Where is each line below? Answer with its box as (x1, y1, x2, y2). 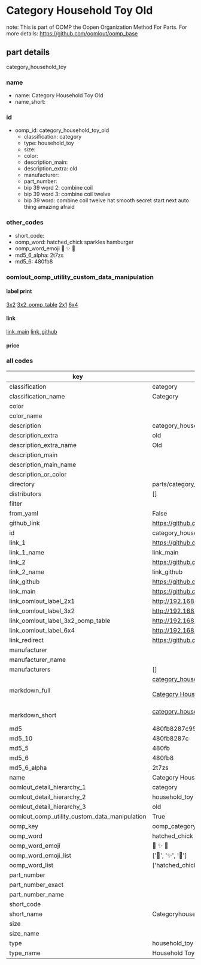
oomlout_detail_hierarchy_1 (9, 783, 86, 791)
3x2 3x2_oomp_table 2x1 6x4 (6, 301, 78, 308)
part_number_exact (9, 880, 64, 889)
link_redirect (9, 636, 44, 644)
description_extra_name (9, 440, 77, 449)
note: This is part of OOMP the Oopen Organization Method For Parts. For (6, 23, 187, 31)
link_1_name (9, 548, 45, 556)
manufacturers (9, 665, 51, 673)
